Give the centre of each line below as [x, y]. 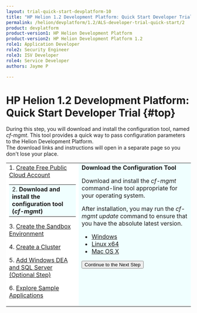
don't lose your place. [32, 154]
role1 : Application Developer [43, 45]
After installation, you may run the [128, 209]
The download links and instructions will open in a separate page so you [93, 148]
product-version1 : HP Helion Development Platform [69, 33]
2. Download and [36, 190]
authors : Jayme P [27, 66]
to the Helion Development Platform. [50, 142]
